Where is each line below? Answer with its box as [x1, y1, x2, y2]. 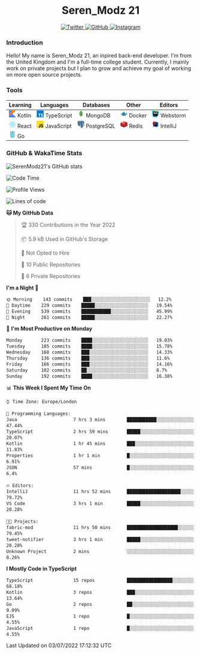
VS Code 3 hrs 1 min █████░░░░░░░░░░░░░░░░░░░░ [6, 500, 195, 506]
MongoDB [86, 112, 111, 119]
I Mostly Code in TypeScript [6, 565, 77, 572]
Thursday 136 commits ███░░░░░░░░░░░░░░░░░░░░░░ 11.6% [6, 355, 170, 361]
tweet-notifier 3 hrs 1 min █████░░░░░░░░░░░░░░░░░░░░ [6, 536, 195, 542]
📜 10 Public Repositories [20, 261, 81, 268]
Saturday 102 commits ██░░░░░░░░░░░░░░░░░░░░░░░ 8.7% [6, 367, 168, 373]
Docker [128, 112, 147, 119]
